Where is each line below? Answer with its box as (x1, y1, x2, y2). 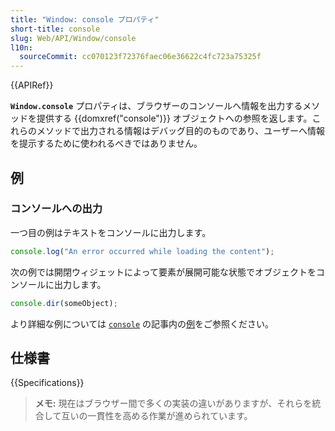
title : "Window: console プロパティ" (10, 14, 160, 25)
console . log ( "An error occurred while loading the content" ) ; (10, 246, 275, 256)
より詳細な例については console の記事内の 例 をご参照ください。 (10, 317, 275, 330)
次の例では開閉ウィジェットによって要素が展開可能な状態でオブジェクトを (10, 266, 317, 278)
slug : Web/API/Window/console (10, 33, 137, 43)
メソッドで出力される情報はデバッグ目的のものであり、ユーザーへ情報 (36, 125, 326, 137)
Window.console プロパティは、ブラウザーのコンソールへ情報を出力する (10, 100, 303, 112)
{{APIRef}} (10, 79, 54, 91)
